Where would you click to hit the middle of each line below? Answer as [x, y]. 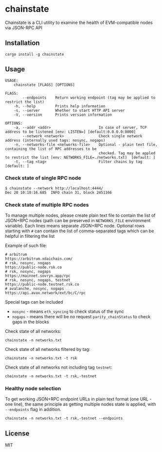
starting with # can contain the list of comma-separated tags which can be [80, 231]
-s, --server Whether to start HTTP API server [69, 110]
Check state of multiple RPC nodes [47, 205]
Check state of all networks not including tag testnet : [59, 368]
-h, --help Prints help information [60, 106]
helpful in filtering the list [30, 236]
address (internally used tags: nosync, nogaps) [55, 140]
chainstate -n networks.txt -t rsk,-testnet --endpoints [64, 418]
